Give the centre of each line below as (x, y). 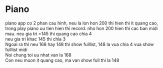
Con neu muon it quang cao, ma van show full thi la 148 (62, 60)
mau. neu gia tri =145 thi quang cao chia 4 (48, 33)
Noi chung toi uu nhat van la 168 (38, 55)
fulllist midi (16, 49)
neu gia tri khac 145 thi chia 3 (35, 39)
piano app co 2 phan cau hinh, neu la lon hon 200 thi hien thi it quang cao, (82, 23)
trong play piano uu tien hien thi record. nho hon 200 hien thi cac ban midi (81, 28)
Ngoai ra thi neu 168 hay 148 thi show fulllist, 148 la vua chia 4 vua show (79, 44)
